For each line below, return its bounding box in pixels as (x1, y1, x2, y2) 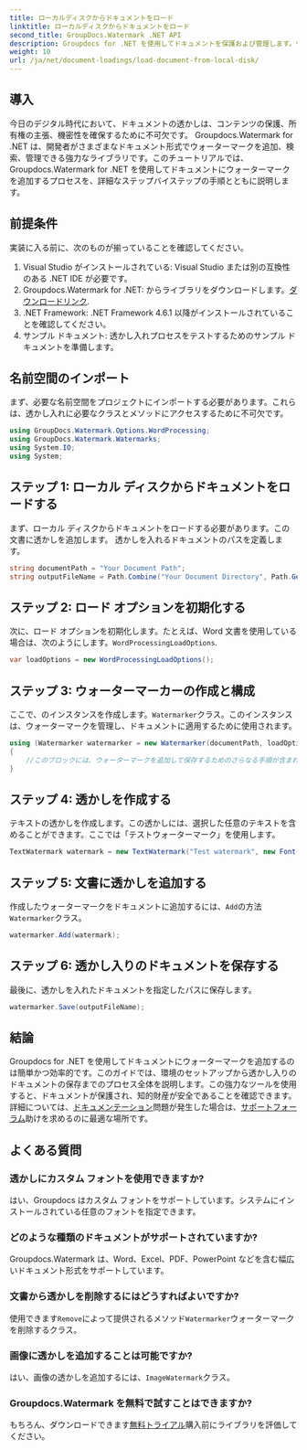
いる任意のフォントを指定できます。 (65, 1206, 201, 1217)
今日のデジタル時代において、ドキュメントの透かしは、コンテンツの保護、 (9, 118, 290, 129)
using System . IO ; (9, 443, 76, 453)
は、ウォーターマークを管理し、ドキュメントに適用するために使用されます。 (9, 720, 297, 731)
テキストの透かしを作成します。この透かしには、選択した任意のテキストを (9, 817, 289, 828)
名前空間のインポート (9, 371, 130, 387)
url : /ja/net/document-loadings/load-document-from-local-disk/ (9, 56, 259, 65)
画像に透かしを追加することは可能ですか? (9, 1349, 193, 1362)
